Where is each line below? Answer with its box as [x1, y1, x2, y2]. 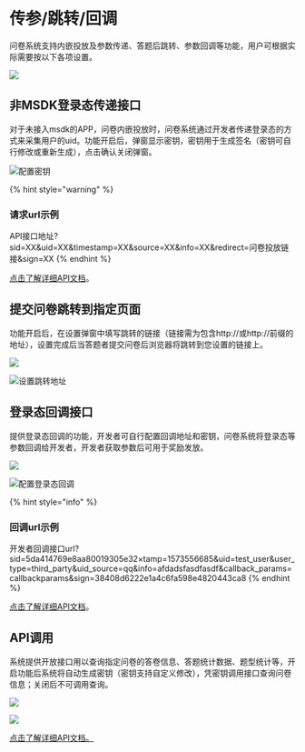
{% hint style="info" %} [9, 496, 98, 507]
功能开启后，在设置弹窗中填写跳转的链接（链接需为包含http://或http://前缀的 [9, 327, 294, 338]
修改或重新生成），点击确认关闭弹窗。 [16, 146, 157, 157]
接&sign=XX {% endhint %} [9, 254, 112, 265]
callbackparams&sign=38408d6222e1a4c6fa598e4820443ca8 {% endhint [9, 572, 290, 583]
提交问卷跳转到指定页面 [9, 302, 141, 317]
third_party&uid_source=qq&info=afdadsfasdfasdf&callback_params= [31, 563, 292, 574]
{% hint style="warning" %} [9, 184, 114, 195]
